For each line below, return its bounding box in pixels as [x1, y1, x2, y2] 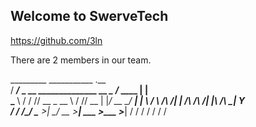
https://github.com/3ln [10, 34, 103, 46]
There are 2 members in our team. [10, 54, 152, 66]
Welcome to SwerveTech [10, 8, 169, 25]
